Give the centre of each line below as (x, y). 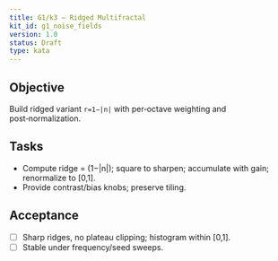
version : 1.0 (34, 34)
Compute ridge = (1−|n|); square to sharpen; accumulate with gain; (145, 168)
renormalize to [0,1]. (59, 178)
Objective (37, 87)
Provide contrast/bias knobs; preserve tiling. (104, 187)
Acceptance (44, 216)
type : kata (30, 51)
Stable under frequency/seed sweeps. (93, 247)
